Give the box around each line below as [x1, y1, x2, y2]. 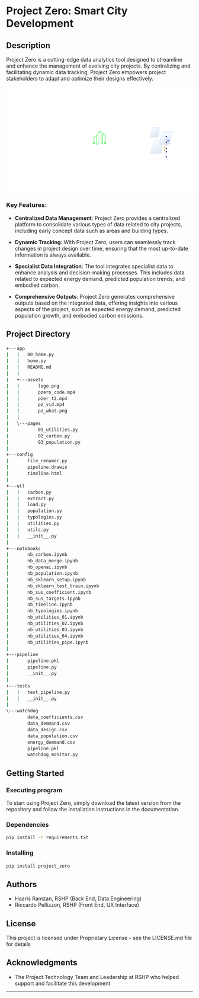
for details [6, 941, 31, 948]
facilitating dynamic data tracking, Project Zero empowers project [6, 69, 166, 75]
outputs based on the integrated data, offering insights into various [14, 299, 178, 306]
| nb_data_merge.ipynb [6, 558, 78, 564]
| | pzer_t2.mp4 [6, 395, 68, 401]
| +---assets [6, 376, 44, 383]
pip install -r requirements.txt [6, 834, 89, 841]
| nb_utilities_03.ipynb [6, 626, 84, 632]
